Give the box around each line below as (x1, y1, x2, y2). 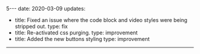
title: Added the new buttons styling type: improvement (14, 36, 150, 42)
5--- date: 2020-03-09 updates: (6, 5, 86, 12)
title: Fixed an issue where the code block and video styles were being (14, 17, 187, 23)
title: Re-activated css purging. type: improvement (14, 29, 138, 36)
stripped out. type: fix (14, 23, 68, 30)
